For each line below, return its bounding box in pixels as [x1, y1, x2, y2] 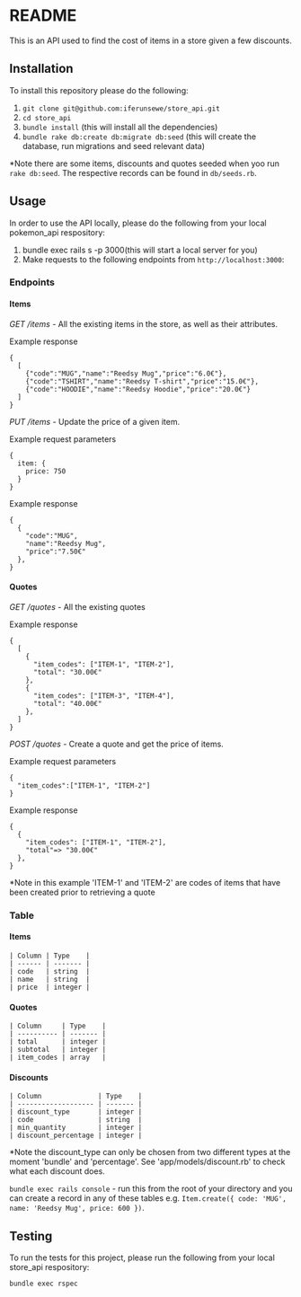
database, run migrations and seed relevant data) [22, 140, 205, 151]
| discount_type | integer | [9, 1107, 143, 1116]
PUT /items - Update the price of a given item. [9, 416, 181, 427]
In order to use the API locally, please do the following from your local [9, 217, 267, 228]
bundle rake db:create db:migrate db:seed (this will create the [22, 131, 257, 142]
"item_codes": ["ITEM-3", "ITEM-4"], [32, 691, 175, 701]
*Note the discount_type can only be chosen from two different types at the [9, 1147, 291, 1158]
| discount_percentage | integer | [9, 1131, 143, 1141]
